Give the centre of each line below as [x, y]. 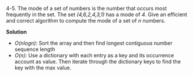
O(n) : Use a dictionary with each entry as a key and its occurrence [94, 55]
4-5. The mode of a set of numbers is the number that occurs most [87, 8]
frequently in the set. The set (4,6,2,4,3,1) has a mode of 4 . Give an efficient [97, 14]
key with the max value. [43, 68]
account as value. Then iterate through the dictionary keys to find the [97, 61]
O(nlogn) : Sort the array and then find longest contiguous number [94, 43]
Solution [17, 32]
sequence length [35, 49]
